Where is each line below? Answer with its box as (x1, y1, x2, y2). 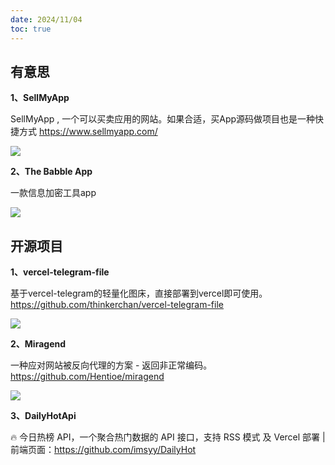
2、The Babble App (10, 166, 93, 178)
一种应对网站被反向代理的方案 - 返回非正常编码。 (10, 359, 213, 371)
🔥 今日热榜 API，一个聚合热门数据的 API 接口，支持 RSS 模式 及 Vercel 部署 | (10, 431, 326, 443)
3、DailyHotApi (10, 410, 77, 422)
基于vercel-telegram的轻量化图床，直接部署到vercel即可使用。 (10, 287, 268, 300)
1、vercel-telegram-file (10, 266, 110, 278)
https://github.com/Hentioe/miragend (10, 371, 165, 383)
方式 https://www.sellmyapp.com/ (18, 126, 158, 138)
